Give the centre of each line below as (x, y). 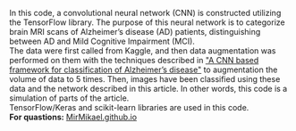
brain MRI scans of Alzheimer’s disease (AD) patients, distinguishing (135, 32)
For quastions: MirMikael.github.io (73, 117)
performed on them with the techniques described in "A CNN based (134, 60)
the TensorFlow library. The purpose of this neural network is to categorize (147, 22)
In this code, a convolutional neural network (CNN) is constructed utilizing (145, 13)
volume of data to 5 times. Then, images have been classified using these (145, 79)
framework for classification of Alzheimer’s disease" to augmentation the (144, 70)
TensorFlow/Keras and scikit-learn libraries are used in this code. (129, 107)
